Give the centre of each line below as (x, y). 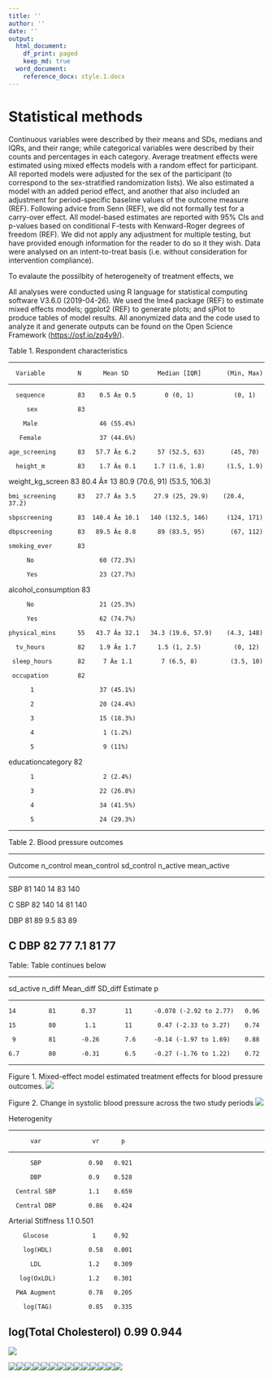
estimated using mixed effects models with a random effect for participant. (133, 165)
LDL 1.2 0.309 (81, 1264)
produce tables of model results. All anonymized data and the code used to (134, 317)
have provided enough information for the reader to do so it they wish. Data (135, 243)
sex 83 (56, 409)
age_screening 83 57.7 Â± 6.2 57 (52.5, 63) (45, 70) (134, 452)
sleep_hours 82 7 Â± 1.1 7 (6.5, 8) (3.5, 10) (138, 661)
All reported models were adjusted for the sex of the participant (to (120, 174)
